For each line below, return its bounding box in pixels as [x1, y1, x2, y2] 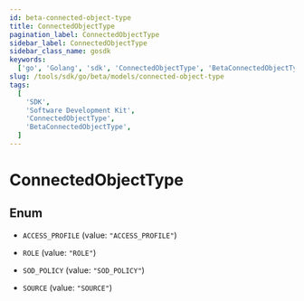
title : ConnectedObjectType [9, 22, 116, 31]
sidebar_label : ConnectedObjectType [9, 38, 147, 48]
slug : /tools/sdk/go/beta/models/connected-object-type [9, 72, 224, 81]
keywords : [9, 55, 47, 64]
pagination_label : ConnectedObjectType [9, 30, 160, 39]
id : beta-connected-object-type [9, 13, 131, 23]
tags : [9, 80, 30, 89]
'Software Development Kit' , [25, 106, 136, 115]
